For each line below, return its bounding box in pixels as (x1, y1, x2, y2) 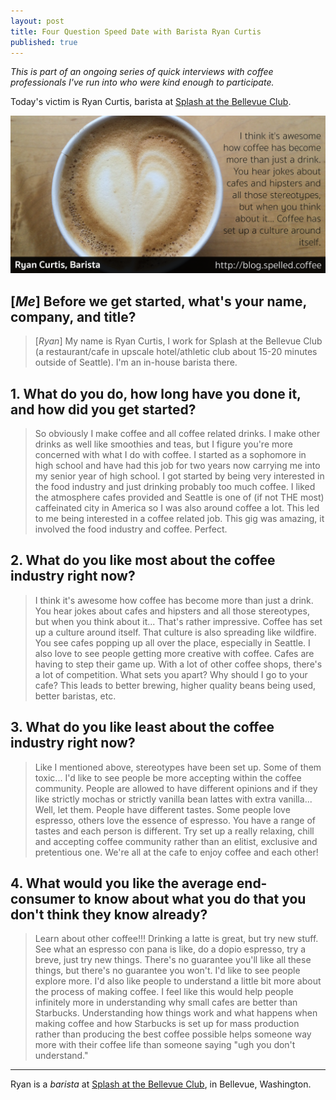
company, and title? (10, 308, 137, 325)
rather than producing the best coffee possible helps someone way (34, 1028, 312, 1040)
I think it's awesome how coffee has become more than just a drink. (34, 594, 314, 606)
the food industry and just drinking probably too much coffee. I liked (34, 481, 316, 492)
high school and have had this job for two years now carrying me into (34, 460, 321, 471)
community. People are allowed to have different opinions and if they (34, 782, 318, 794)
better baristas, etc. (34, 690, 117, 702)
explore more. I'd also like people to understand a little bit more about (34, 975, 322, 987)
